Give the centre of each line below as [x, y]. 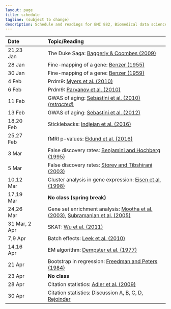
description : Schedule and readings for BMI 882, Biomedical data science [86, 24]
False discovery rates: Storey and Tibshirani [100, 165]
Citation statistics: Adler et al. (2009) [92, 284]
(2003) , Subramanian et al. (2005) [89, 216]
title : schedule [22, 15]
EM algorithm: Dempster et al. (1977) [92, 250]
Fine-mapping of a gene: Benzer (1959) [96, 73]
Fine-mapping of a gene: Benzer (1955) [96, 65]
